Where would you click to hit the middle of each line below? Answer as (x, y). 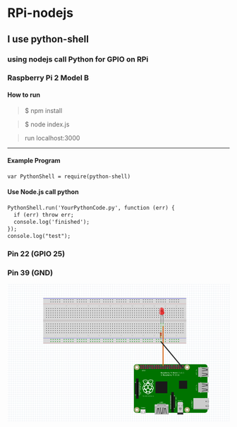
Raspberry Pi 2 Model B (48, 78)
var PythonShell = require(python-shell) (69, 176)
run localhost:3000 (52, 138)
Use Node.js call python (43, 192)
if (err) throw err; (44, 215)
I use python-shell (48, 39)
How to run (24, 95)
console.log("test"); (39, 236)
